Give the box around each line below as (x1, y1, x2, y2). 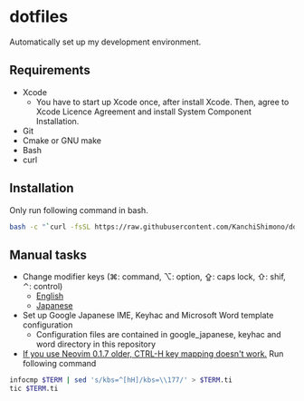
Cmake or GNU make (22, 134, 102, 146)
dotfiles (9, 6, 69, 27)
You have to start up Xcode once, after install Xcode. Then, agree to (35, 96, 290, 107)
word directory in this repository (35, 338, 157, 350)
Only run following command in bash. (9, 204, 149, 215)
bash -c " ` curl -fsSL (9, 222, 91, 231)
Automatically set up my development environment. (9, 36, 202, 47)
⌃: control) (22, 281, 63, 292)
